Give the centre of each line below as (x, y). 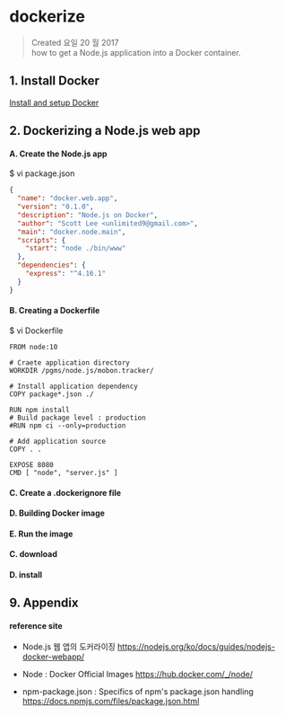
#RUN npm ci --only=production (68, 425)
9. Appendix (44, 603)
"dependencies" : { (52, 265)
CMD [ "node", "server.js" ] (64, 472)
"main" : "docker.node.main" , (72, 232)
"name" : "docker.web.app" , (68, 199)
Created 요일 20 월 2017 (75, 42)
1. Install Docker (55, 81)
